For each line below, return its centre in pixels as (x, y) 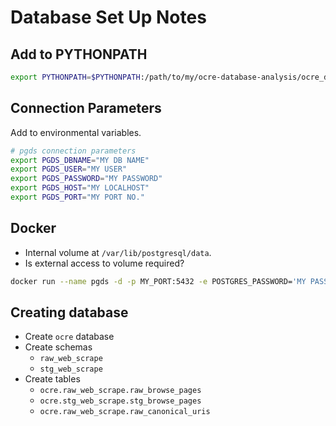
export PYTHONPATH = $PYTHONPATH (75, 77)
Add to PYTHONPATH (79, 54)
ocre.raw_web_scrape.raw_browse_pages (120, 391)
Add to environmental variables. (76, 132)
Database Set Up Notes (108, 17)
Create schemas (58, 347)
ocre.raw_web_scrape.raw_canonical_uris (125, 412)
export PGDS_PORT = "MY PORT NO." (77, 197)
